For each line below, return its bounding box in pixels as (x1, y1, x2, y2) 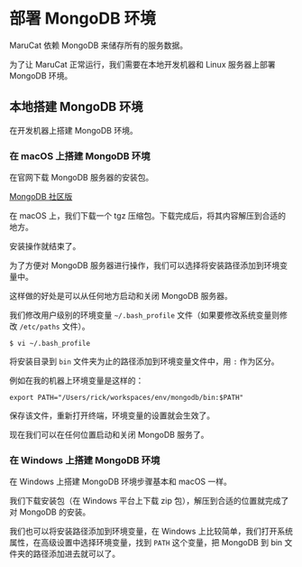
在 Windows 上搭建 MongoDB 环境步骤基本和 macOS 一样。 (9, 476, 233, 488)
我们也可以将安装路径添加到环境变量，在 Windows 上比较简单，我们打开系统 (9, 525, 293, 537)
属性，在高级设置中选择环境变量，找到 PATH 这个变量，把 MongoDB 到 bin (9, 537, 283, 548)
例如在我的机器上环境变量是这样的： (9, 376, 144, 386)
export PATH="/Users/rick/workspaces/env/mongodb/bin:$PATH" (9, 394, 244, 403)
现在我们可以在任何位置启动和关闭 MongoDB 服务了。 (9, 430, 209, 441)
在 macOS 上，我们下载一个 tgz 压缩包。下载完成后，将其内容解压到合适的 (9, 210, 287, 221)
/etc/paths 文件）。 (19, 321, 90, 332)
